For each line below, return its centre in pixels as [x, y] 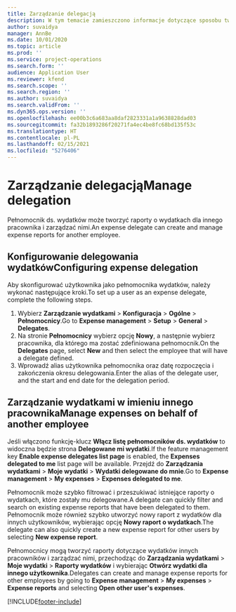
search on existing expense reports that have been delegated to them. [109, 507]
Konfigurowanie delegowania [73, 257]
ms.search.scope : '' [38, 86]
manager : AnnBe [29, 33]
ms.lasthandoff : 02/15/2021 [48, 145]
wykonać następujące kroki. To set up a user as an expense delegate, [107, 292]
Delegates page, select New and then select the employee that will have [123, 350]
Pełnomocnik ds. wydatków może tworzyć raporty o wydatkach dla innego [115, 220]
